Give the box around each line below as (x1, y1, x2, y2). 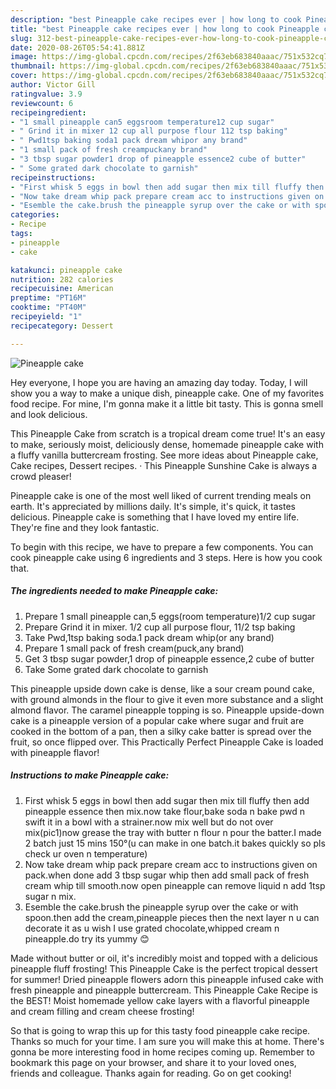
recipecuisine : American (10, 284, 114, 294)
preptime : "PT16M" (10, 293, 87, 303)
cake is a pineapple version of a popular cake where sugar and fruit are (10, 714, 305, 726)
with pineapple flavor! (10, 746, 100, 758)
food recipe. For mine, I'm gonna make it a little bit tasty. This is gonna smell (10, 397, 324, 410)
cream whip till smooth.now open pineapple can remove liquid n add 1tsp (24, 879, 326, 891)
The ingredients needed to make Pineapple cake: (10, 585, 219, 597)
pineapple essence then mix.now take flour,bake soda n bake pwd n (24, 805, 306, 817)
